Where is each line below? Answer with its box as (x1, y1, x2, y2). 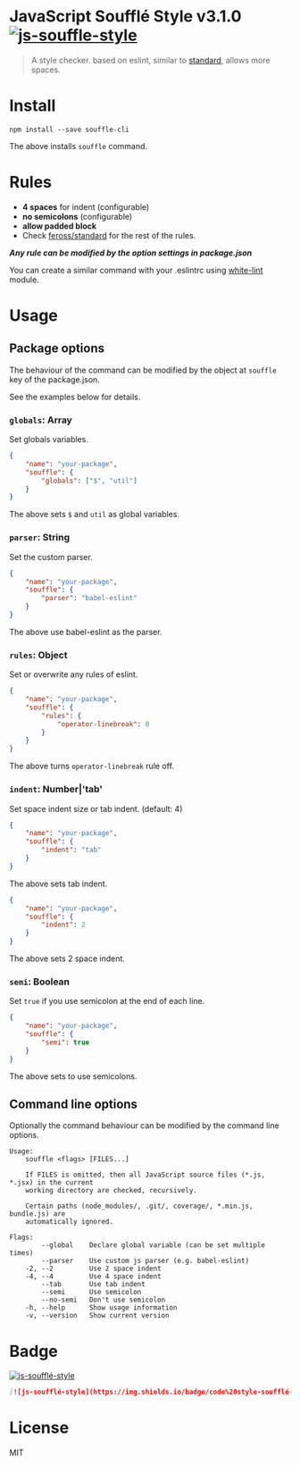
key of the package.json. (9, 373, 100, 385)
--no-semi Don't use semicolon (41, 1295, 166, 1305)
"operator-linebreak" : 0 (56, 719, 150, 729)
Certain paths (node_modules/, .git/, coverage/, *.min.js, (25, 1201, 254, 1211)
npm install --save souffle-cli (9, 125, 129, 134)
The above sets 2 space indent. (9, 953, 125, 964)
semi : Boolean (9, 975, 70, 988)
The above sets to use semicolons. (9, 1070, 137, 1082)
